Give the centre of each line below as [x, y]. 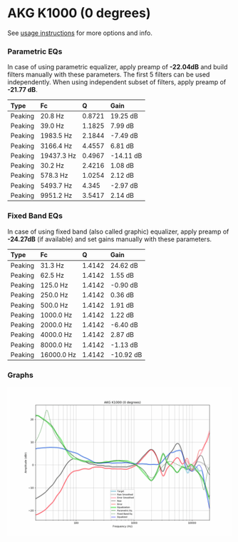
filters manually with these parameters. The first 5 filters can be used [109, 75]
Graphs [20, 375]
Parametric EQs [35, 51]
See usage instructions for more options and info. [80, 33]
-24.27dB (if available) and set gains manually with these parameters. [110, 239]
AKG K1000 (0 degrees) [79, 13]
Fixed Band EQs [35, 216]
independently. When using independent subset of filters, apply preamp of [117, 82]
